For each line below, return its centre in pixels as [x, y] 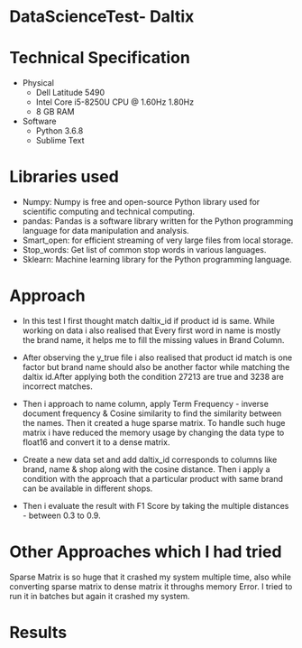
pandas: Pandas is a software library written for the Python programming [158, 221]
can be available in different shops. [87, 488]
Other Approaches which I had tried [146, 552]
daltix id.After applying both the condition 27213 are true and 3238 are [153, 377]
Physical [38, 83]
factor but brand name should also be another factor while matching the [156, 367]
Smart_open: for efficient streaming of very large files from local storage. [158, 240]
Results [38, 633]
